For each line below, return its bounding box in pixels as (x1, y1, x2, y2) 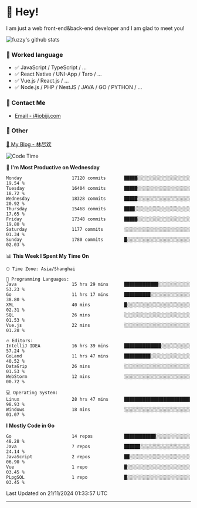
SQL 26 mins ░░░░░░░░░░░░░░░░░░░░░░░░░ (6, 312, 191, 318)
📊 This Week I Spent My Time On (6, 252, 89, 260)
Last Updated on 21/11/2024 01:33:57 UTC (6, 489, 108, 497)
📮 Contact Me (6, 99, 46, 107)
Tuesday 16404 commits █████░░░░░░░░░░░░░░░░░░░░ (6, 185, 191, 191)
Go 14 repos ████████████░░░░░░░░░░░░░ (6, 433, 191, 439)
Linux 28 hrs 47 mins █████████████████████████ (6, 396, 191, 402)
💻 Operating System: (6, 390, 59, 396)
